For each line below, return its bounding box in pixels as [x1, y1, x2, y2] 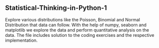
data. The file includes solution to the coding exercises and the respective [5, 32, 155, 38]
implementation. [5, 37, 38, 43]
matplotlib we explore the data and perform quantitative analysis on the [5, 27, 149, 33]
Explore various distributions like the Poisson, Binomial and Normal [5, 16, 140, 22]
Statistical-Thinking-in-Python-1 [5, 4, 107, 12]
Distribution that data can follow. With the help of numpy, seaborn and [5, 22, 147, 28]
